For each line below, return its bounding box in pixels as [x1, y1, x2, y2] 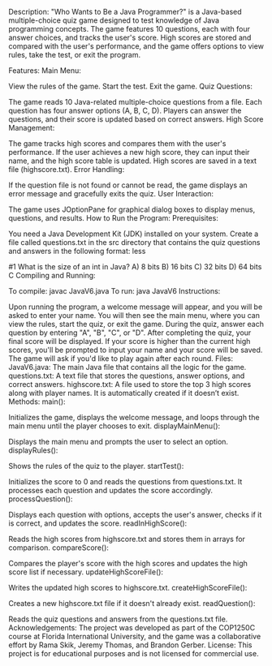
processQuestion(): [8, 494, 73, 504]
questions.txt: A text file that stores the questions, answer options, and [8, 371, 245, 380]
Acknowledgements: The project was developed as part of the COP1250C [8, 623, 256, 632]
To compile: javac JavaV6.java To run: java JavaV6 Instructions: [8, 286, 221, 295]
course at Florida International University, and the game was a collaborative [8, 632, 261, 641]
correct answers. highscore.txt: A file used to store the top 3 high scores [8, 380, 252, 389]
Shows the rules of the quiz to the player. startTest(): [8, 462, 184, 470]
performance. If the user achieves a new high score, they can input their [8, 148, 250, 157]
